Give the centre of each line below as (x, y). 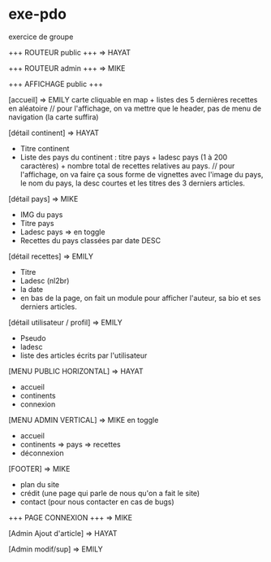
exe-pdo (38, 14)
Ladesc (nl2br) (45, 281)
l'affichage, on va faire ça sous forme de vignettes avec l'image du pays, (142, 174)
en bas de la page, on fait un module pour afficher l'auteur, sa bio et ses (140, 298)
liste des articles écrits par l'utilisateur (84, 355)
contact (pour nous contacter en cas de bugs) (97, 502)
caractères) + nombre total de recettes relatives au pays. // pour (127, 166)
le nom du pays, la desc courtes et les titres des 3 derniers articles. (133, 183)
